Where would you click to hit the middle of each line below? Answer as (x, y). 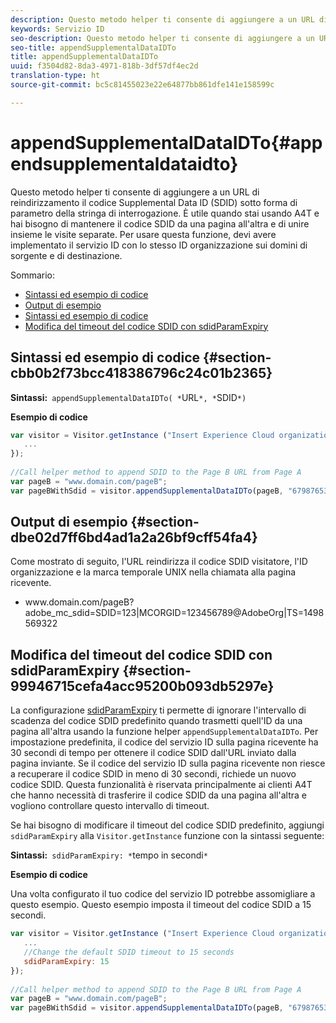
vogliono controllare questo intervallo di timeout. (110, 806)
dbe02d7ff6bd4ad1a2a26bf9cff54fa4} (134, 537)
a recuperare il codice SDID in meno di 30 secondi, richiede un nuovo (153, 774)
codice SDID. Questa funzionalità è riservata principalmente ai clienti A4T (161, 785)
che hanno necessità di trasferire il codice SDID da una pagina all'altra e (158, 795)
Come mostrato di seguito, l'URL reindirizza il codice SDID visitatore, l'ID (159, 562)
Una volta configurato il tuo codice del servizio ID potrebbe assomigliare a (163, 894)
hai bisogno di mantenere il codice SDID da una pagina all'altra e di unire (160, 223)
